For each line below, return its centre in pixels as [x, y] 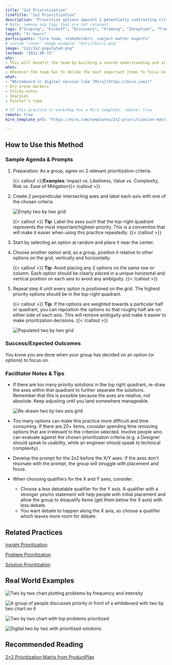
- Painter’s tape [24, 101]
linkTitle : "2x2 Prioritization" [41, 15]
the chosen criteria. [33, 201]
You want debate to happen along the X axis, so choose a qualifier [90, 511]
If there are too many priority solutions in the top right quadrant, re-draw [89, 385]
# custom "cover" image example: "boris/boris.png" [61, 44]
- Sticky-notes [21, 91]
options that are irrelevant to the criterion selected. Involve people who [87, 432]
